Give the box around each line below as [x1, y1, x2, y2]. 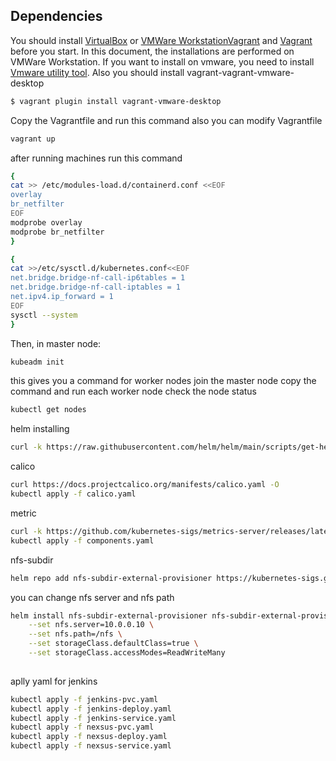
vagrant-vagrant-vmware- [186, 66, 295, 78]
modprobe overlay [10, 217, 83, 228]
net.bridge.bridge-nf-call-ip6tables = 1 [10, 273, 186, 283]
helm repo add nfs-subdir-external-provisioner [10, 573, 213, 583]
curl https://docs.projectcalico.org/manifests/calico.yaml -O [10, 480, 280, 490]
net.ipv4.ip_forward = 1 [10, 292, 114, 302]
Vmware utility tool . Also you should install [10, 66, 185, 78]
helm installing [10, 423, 70, 435]
